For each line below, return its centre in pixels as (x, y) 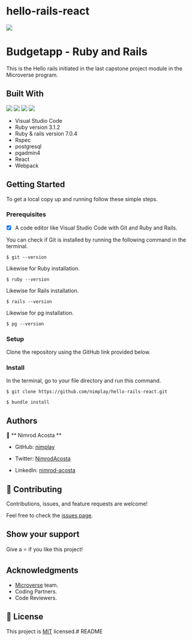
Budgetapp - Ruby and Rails (77, 52)
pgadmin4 (28, 152)
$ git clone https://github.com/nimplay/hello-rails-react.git (87, 392)
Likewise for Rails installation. (43, 290)
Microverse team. (37, 585)
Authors (22, 421)
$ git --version (26, 257)
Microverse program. (32, 75)
